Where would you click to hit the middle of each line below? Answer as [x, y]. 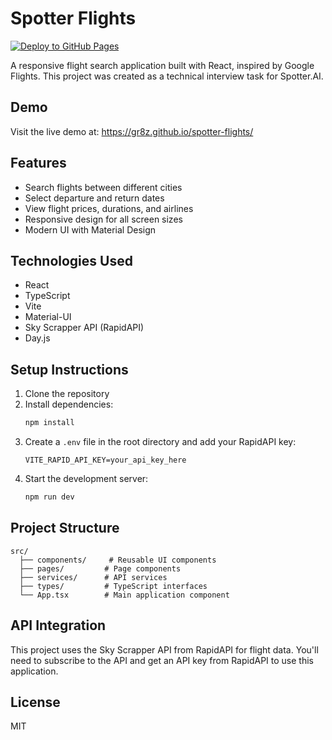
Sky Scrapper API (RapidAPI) [84, 328]
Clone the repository [67, 394]
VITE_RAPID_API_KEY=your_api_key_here [105, 460]
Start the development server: [86, 479]
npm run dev [49, 497]
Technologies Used [71, 260]
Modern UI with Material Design [90, 229]
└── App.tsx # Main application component [124, 595]
